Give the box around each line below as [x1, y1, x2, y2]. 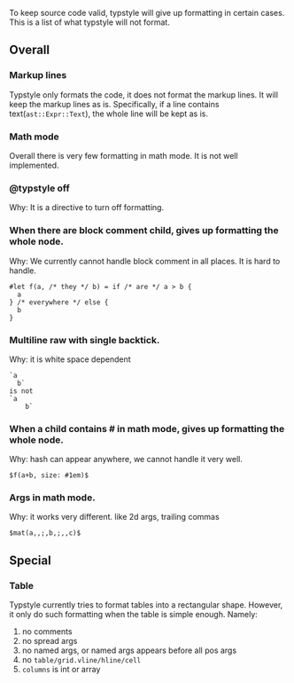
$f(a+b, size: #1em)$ [9, 471, 89, 480]
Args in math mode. [9, 491, 96, 504]
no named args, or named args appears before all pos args [21, 645, 237, 656]
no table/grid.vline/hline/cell [21, 655, 142, 665]
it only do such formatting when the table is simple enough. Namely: [9, 609, 259, 620]
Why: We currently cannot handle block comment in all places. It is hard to [9, 255, 281, 266]
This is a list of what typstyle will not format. [9, 17, 170, 27]
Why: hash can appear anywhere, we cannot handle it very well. [9, 454, 244, 465]
